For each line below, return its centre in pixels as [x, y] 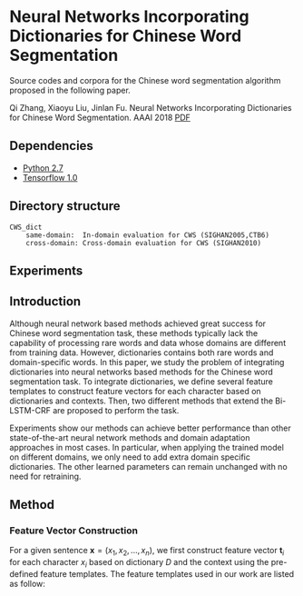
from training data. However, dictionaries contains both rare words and [142, 353]
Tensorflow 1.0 [50, 177]
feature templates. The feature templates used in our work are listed [167, 574]
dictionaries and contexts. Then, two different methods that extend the [142, 401]
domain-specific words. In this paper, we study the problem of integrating [147, 362]
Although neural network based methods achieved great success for [137, 323]
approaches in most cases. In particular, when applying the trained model [147, 447]
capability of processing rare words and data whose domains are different [148, 343]
